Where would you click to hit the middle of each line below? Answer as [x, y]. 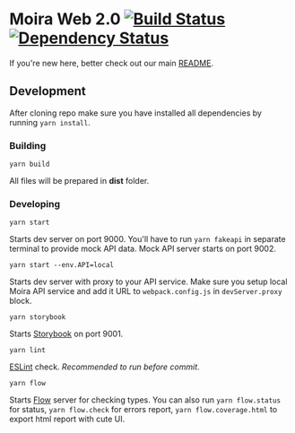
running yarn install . [50, 122]
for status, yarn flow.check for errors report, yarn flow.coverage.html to [143, 410]
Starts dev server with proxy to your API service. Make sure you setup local [148, 281]
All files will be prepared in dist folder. [79, 181]
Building [28, 145]
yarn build [30, 165]
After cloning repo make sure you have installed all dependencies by [136, 113]
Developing [35, 204]
